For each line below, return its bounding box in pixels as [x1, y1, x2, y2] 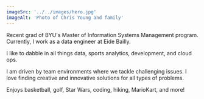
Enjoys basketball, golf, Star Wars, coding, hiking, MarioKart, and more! [6, 86, 185, 93]
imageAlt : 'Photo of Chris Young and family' [6, 15, 124, 21]
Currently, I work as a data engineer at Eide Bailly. [6, 38, 131, 45]
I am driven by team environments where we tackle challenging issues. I [6, 67, 187, 75]
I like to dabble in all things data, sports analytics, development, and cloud [6, 49, 192, 56]
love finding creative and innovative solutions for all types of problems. [6, 74, 185, 81]
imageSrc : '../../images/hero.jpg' [6, 9, 97, 15]
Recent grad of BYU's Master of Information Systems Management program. [6, 31, 199, 38]
